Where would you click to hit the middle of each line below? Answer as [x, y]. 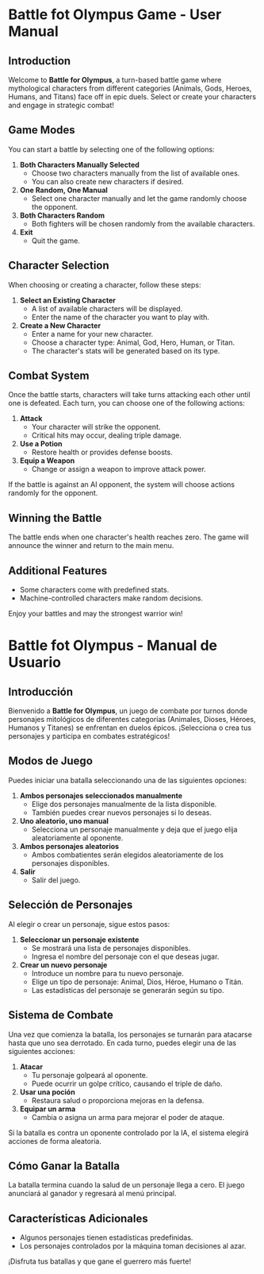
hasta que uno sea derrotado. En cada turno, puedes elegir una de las [122, 1043]
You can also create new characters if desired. [107, 181]
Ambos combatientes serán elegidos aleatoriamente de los [128, 855]
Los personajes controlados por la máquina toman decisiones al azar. [133, 1246]
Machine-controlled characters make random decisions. [111, 598]
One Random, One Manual [64, 190]
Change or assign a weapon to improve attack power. [119, 469]
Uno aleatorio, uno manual [64, 820]
